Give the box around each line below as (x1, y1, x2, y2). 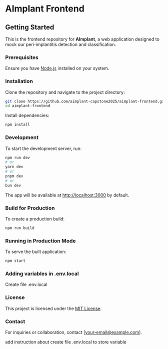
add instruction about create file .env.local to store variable (5, 338, 126, 345)
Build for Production (5, 204, 55, 211)
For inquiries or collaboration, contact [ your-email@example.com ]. (5, 329, 142, 335)
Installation (5, 78, 33, 85)
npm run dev (5, 155, 30, 160)
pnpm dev (5, 173, 23, 179)
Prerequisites (5, 53, 38, 60)
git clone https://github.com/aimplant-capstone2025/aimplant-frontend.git (5, 98, 166, 104)
